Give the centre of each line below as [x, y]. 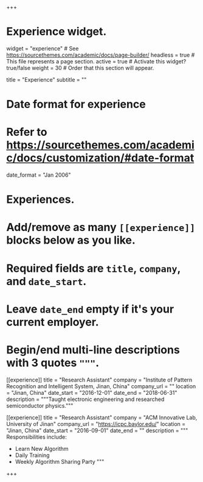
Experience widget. [57, 32]
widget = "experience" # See [43, 48]
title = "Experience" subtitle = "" [46, 79]
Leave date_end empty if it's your [90, 309]
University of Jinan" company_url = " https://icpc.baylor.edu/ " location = [96, 424]
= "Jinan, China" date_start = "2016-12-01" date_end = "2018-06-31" [92, 392]
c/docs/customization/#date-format [100, 158]
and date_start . [46, 281]
